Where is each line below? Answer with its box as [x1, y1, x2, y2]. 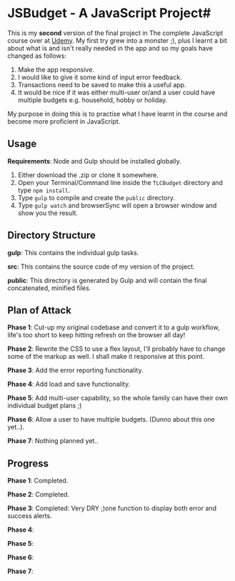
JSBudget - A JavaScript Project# [7, 5, 211, 21]
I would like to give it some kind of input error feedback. [17, 73, 182, 81]
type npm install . [17, 186, 70, 194]
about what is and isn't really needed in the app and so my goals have [7, 44, 213, 52]
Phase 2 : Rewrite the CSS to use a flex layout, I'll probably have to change [7, 344, 226, 353]
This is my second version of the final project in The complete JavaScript [7, 29, 224, 37]
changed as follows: [7, 51, 66, 60]
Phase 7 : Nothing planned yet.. [7, 437, 99, 445]
